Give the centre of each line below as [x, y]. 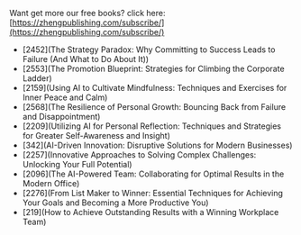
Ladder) [37, 78]
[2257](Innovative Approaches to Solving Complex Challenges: [139, 155]
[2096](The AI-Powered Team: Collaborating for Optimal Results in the [153, 174]
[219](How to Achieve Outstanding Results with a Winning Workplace [150, 212]
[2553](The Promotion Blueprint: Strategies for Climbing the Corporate [154, 68]
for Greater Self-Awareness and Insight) [96, 136]
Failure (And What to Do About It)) [86, 59]
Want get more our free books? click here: [87, 13]
